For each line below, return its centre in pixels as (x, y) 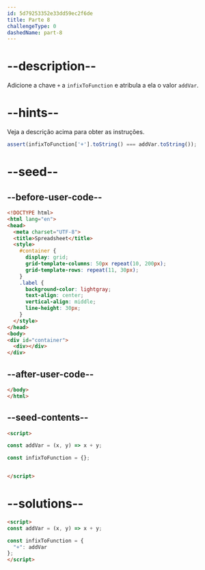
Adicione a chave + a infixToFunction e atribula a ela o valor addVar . (103, 86)
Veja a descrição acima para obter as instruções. (76, 132)
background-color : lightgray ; (68, 289)
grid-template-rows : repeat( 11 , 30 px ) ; (82, 270)
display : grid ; (47, 257)
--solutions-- (45, 504)
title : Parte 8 (29, 20)
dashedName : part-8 (35, 33)
